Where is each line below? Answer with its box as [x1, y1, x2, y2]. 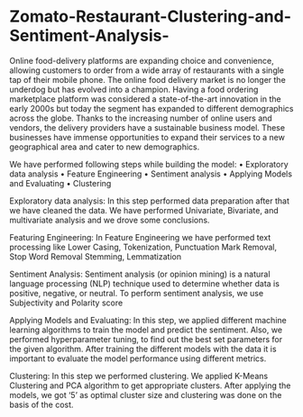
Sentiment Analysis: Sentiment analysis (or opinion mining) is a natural [9, 268, 271, 279]
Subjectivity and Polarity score [9, 297, 124, 308]
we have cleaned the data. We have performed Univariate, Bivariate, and [9, 204, 280, 215]
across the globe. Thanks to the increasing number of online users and [9, 113, 272, 123]
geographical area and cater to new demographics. [9, 141, 200, 152]
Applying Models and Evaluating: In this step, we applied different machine [9, 314, 287, 325]
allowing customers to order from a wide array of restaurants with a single [9, 65, 285, 76]
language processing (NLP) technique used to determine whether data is [9, 277, 280, 289]
